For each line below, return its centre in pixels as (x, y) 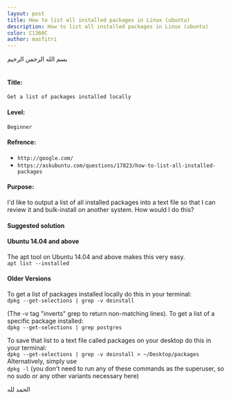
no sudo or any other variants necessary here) (73, 375)
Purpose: (21, 187)
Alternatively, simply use (42, 361)
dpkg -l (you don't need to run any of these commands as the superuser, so (116, 369)
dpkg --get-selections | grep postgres (65, 327)
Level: (16, 112)
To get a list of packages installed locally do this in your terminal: (100, 294)
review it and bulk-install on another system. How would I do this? (101, 209)
